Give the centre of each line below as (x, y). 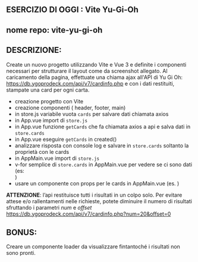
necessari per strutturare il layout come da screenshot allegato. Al (87, 71)
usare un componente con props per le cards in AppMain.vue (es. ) (97, 183)
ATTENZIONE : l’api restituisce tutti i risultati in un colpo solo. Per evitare (94, 195)
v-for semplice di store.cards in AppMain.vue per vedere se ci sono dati (103, 164)
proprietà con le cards (42, 151)
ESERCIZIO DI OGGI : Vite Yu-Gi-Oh (72, 10)
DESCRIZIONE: (34, 50)
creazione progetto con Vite (49, 101)
